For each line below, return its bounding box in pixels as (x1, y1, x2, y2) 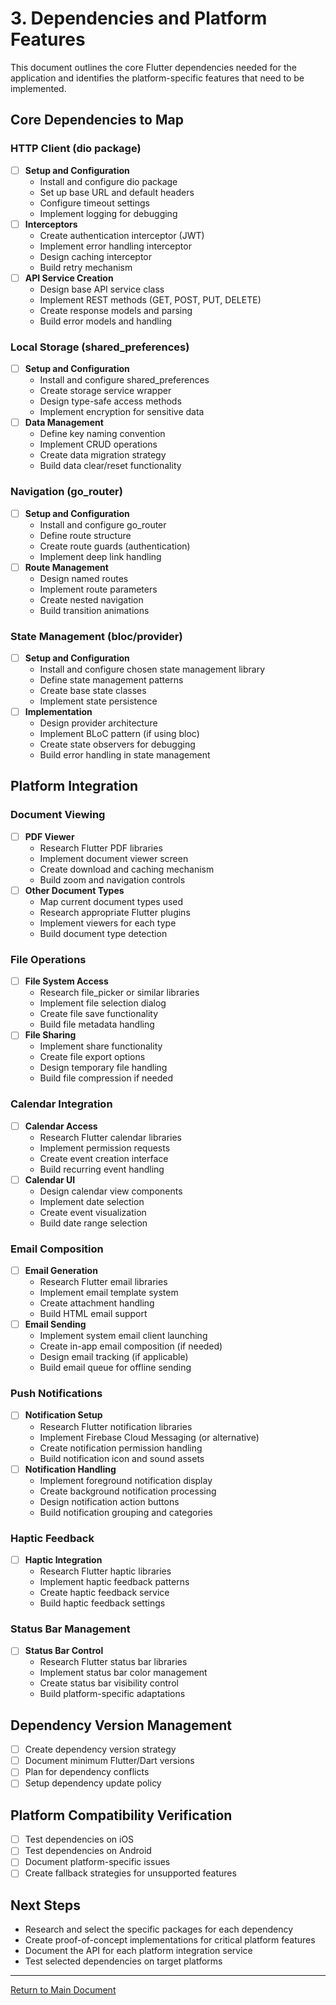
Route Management (24, 561, 109, 573)
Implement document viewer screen (39, 852, 189, 864)
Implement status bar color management (39, 1667, 208, 1679)
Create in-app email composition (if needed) (39, 1340, 223, 1352)
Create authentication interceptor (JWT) (39, 229, 205, 241)
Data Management (24, 417, 104, 429)
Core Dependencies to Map (10, 112, 184, 129)
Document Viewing (10, 808, 106, 822)
